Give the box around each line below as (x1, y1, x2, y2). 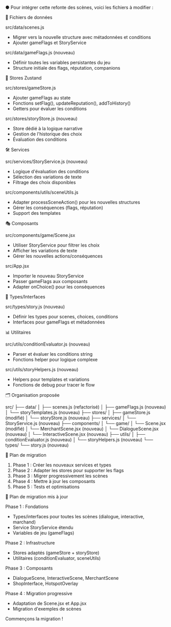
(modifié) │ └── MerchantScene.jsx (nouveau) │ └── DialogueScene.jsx (5, 426, 159, 432)
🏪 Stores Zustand (5, 75, 42, 81)
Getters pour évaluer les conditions (12, 106, 87, 112)
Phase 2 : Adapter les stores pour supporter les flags (12, 468, 124, 473)
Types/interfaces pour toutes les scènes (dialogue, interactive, (12, 514, 144, 519)
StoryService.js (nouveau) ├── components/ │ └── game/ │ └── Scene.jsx (5, 420, 166, 426)
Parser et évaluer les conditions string (12, 351, 93, 357)
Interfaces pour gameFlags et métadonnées (12, 319, 105, 325)
